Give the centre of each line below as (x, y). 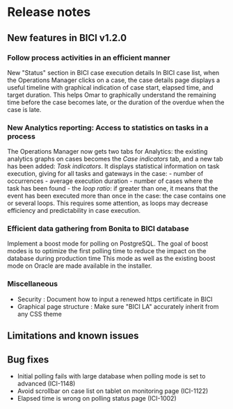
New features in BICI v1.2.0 (67, 38)
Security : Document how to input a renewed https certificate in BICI (115, 299)
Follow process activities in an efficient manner (89, 58)
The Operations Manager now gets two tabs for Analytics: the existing (107, 152)
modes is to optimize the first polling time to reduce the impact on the (107, 251)
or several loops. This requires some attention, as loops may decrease (108, 203)
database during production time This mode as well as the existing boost (111, 259)
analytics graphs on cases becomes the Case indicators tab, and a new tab (115, 159)
